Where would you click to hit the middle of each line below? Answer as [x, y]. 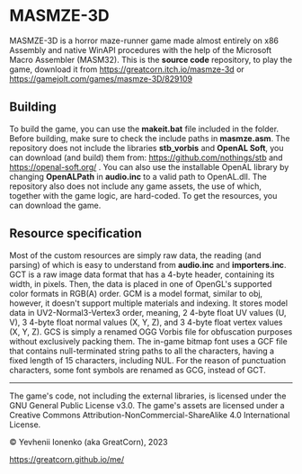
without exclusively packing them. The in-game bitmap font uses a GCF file [148, 341]
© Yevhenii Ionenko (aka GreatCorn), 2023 [89, 442]
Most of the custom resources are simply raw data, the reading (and [135, 255]
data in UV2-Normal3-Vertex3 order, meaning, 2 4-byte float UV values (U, [148, 312]
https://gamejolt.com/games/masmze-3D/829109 [101, 78]
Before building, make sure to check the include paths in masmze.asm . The [150, 138]
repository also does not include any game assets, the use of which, [136, 186]
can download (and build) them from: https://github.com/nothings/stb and [146, 157]
